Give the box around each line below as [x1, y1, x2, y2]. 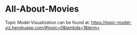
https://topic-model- [91, 19, 132, 25]
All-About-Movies [5, 3, 79, 15]
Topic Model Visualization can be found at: [5, 19, 91, 25]
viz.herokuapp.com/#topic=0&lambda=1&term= [5, 24, 100, 30]
